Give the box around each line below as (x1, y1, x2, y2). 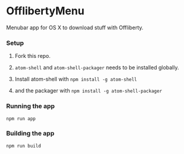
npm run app (6, 115, 36, 122)
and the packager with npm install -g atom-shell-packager (14, 87, 163, 94)
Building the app (6, 130, 55, 138)
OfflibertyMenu (6, 4, 85, 18)
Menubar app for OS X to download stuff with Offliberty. (6, 24, 144, 31)
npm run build (6, 143, 42, 149)
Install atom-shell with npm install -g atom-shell (14, 76, 138, 83)
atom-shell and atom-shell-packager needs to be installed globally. (14, 64, 179, 71)
